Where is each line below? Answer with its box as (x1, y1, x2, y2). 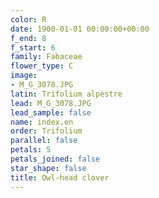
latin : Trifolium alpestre (10, 89, 123, 99)
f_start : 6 (10, 42, 56, 53)
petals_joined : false (10, 154, 101, 164)
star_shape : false (10, 163, 87, 173)
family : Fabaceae (10, 52, 83, 62)
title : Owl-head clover (10, 172, 110, 183)
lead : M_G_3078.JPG (10, 98, 92, 108)
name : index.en (10, 117, 74, 127)
